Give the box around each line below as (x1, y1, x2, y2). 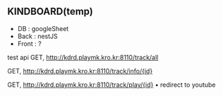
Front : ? (17, 39, 42, 48)
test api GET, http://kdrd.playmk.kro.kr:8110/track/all (7, 53, 159, 61)
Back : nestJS (17, 32, 58, 40)
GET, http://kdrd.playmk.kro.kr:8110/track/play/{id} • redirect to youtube (7, 80, 216, 89)
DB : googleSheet (17, 24, 69, 32)
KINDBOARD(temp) (7, 6, 93, 18)
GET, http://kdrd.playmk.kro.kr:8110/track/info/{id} (7, 66, 153, 75)
